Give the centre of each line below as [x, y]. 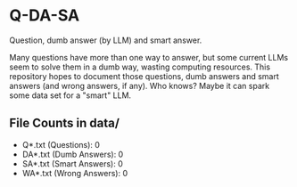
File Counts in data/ [65, 123]
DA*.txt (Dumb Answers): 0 [73, 154]
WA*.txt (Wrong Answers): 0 [74, 173]
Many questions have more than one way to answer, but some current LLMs [148, 57]
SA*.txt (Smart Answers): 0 [72, 163]
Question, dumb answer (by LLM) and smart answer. [106, 40]
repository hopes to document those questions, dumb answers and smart [144, 76]
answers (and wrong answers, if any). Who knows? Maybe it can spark [140, 85]
